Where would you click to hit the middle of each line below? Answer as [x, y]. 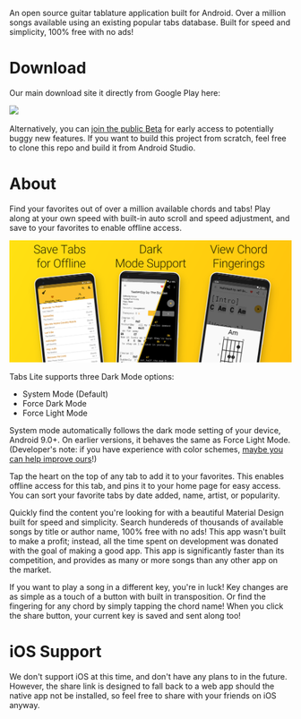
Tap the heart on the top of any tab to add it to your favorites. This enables [147, 476]
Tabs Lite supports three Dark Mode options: [92, 376]
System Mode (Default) [65, 394]
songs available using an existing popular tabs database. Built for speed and [150, 22]
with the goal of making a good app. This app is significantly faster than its [147, 551]
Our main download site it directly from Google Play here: [115, 92]
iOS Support [56, 652]
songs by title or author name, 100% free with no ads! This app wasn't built [148, 531]
